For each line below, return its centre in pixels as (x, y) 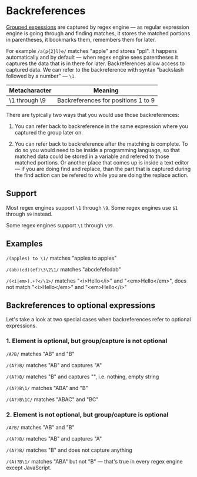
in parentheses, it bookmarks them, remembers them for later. (81, 39)
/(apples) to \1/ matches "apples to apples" (61, 258)
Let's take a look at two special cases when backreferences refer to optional (98, 320)
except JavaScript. (29, 468)
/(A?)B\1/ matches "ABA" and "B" (47, 388)
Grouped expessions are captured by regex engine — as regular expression (98, 27)
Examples (24, 244)
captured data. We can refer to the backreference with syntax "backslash (95, 69)
